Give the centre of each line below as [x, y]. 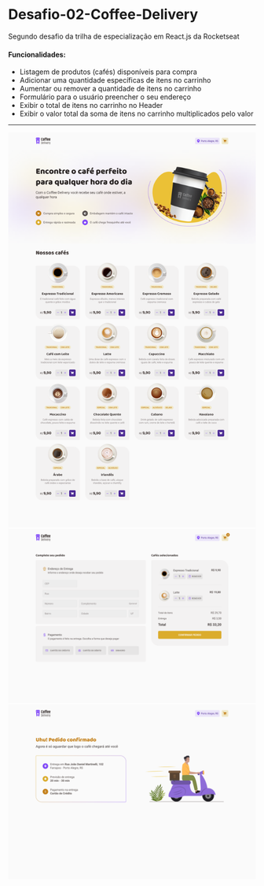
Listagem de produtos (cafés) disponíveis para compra [108, 72]
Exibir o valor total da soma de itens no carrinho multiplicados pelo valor [136, 114]
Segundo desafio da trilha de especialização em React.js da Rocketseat [124, 36]
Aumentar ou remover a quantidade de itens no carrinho [110, 89]
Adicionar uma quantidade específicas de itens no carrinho [115, 80]
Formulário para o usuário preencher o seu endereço [105, 97]
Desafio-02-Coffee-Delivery [103, 15]
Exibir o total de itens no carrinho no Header [91, 106]
